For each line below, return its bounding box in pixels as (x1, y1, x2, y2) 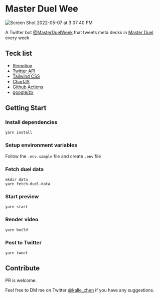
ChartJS (12, 78, 30, 84)
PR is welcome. (5, 277, 37, 283)
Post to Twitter (5, 239, 42, 246)
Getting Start (5, 104, 47, 112)
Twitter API (12, 68, 36, 74)
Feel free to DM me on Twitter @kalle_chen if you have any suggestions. (5, 287, 154, 293)
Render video (5, 216, 39, 223)
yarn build (5, 227, 28, 232)
